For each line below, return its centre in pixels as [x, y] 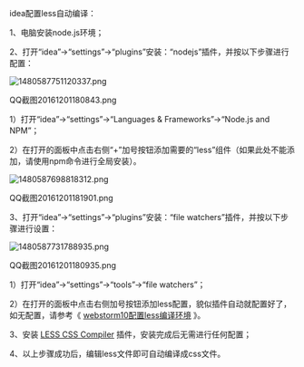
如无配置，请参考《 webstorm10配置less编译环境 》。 [108, 315]
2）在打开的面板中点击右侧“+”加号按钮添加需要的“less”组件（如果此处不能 [148, 150]
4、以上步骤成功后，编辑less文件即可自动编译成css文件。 [118, 353]
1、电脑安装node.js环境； [57, 33]
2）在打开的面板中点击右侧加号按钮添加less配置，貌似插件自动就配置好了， [151, 304]
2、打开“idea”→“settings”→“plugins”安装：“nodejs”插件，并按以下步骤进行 [149, 52]
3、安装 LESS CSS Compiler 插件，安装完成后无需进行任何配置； [131, 334]
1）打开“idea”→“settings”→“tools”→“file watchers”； [108, 285]
